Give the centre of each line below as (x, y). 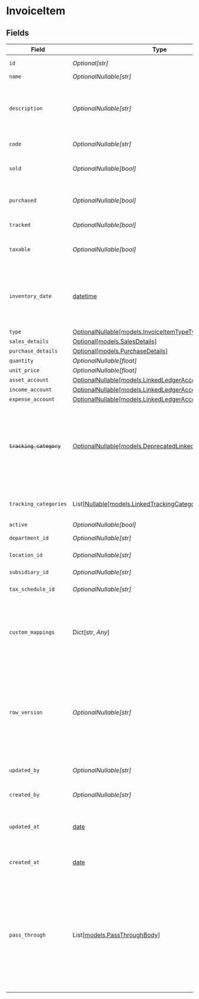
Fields (18, 33)
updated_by (24, 770)
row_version (26, 713)
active (18, 524)
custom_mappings (32, 632)
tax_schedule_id (32, 589)
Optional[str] (90, 63)
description (26, 108)
